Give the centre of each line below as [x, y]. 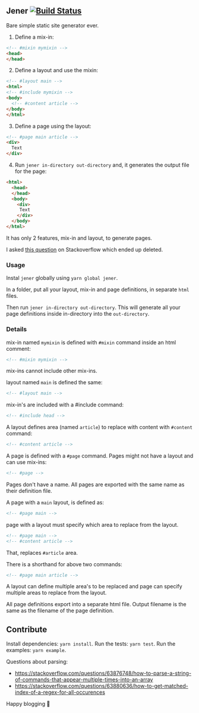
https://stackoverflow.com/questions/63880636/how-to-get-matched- [101, 686]
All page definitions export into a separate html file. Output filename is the [96, 604]
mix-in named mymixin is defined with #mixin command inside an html [91, 342]
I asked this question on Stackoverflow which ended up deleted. [85, 249]
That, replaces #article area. [42, 553]
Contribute [27, 629]
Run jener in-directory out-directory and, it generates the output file [102, 165]
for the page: [31, 171]
